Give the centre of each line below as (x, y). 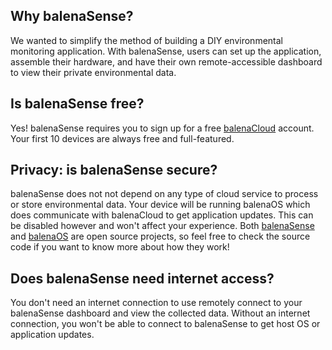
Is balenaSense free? (77, 104)
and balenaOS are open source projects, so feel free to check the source (160, 236)
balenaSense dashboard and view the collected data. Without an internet (160, 313)
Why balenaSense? (72, 16)
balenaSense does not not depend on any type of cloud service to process (164, 194)
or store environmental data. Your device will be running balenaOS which (160, 205)
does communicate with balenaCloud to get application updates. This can (162, 215)
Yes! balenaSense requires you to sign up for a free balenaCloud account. (162, 128)
